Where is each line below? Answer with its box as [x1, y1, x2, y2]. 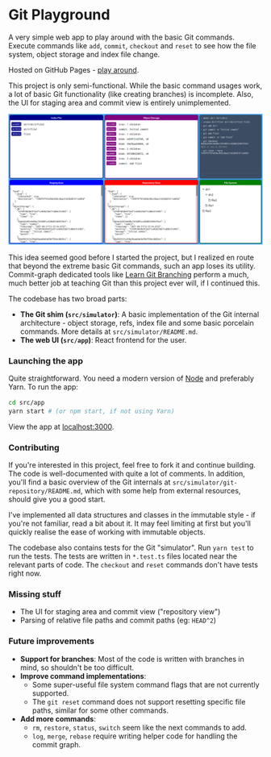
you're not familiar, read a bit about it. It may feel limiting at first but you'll [8, 518, 252, 529]
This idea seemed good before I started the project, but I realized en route [8, 252, 254, 262]
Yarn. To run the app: [8, 382, 79, 392]
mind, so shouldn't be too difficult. [19, 663, 135, 672]
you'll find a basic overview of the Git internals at [8, 477, 171, 487]
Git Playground [8, 6, 110, 24]
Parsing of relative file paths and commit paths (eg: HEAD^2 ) [19, 615, 216, 626]
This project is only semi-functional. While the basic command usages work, [8, 81, 263, 90]
